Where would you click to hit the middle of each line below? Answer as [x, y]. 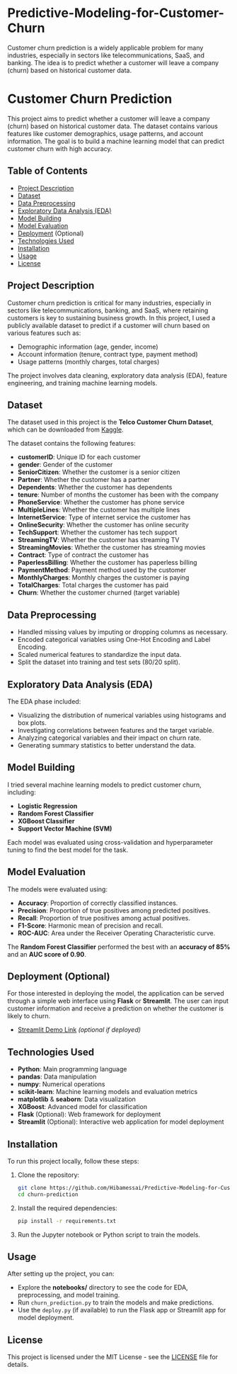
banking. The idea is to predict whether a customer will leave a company [113, 62]
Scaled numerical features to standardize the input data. [99, 655]
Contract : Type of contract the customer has [83, 555]
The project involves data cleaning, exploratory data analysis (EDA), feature [117, 375]
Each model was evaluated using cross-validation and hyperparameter [110, 842]
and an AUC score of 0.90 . [47, 954]
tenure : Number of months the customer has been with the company [118, 495]
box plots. [32, 722]
